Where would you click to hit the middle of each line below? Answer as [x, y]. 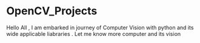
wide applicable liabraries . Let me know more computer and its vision [94, 33]
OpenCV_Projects [52, 11]
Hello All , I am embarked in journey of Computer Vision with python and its [100, 27]
